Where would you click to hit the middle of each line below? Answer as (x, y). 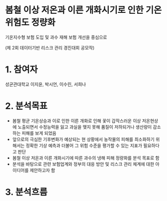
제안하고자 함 (42, 170)
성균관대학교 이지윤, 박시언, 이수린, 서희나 (45, 84)
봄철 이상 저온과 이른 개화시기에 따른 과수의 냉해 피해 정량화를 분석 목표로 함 (86, 158)
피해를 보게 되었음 (39, 133)
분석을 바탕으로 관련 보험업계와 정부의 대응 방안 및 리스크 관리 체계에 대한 (83, 164)
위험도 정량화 (30, 23)
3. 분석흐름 (26, 192)
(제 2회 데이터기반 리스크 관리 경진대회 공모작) (50, 48)
